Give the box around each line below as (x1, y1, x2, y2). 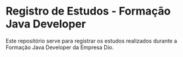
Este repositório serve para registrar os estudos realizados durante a (5, 37, 178, 44)
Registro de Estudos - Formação (5, 4, 171, 18)
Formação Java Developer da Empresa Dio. (5, 44, 114, 51)
